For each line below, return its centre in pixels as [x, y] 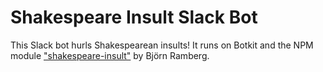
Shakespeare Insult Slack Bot [134, 17]
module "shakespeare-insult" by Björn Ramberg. [110, 55]
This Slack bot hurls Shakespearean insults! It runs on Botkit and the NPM [162, 45]
